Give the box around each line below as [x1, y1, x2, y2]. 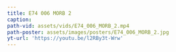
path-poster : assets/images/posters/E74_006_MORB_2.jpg [7, 28, 169, 36]
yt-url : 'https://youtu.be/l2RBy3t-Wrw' [7, 35, 124, 42]
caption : [7, 16, 32, 23]
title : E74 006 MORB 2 [7, 9, 72, 17]
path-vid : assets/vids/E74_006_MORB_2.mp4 [7, 22, 130, 29]
